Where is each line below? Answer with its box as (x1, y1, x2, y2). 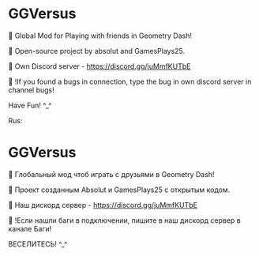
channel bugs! (8, 85, 55, 95)
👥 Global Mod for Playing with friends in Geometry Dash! (8, 31, 192, 40)
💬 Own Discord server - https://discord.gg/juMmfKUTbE (8, 61, 191, 71)
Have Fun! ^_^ (8, 100, 52, 110)
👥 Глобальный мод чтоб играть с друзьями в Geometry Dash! (8, 169, 215, 179)
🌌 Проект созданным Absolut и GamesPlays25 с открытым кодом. (8, 185, 231, 194)
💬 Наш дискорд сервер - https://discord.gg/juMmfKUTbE (8, 200, 197, 209)
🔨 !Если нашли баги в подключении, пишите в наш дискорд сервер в (8, 215, 241, 225)
